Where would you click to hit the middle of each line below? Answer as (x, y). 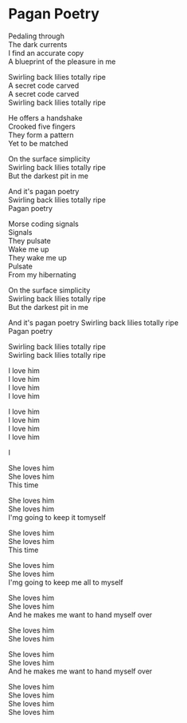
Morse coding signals (44, 224)
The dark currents (38, 44)
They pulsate (30, 240)
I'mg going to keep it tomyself (57, 517)
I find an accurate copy (46, 53)
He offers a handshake (45, 117)
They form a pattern (41, 135)
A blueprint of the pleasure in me (62, 62)
